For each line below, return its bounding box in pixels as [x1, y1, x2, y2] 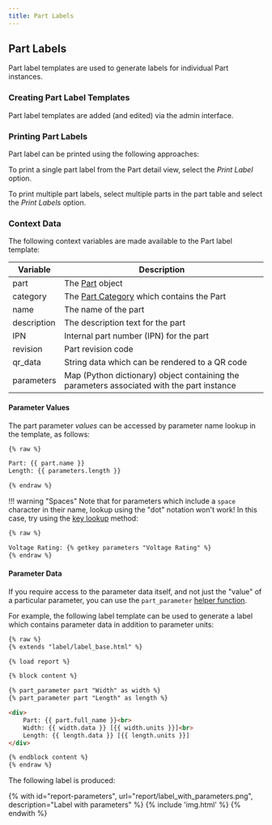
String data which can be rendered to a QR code [64, 357, 248, 368]
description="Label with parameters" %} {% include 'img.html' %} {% [8, 800, 241, 810]
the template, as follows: [8, 429, 91, 439]
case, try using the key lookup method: [8, 513, 139, 523]
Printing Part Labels [8, 130, 87, 142]
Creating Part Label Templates [8, 92, 130, 104]
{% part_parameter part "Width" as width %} [8, 687, 161, 695]
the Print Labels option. [8, 198, 87, 207]
